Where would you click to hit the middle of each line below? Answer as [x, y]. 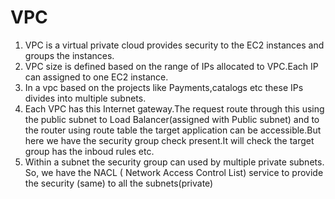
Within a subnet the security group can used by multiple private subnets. [174, 162]
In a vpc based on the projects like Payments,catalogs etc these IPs [164, 87]
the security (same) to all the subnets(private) [119, 183]
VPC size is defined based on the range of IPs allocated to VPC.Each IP [171, 66]
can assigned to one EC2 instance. [96, 77]
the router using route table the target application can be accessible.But [173, 130]
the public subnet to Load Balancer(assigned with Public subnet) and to [172, 119]
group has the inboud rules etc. [89, 151]
